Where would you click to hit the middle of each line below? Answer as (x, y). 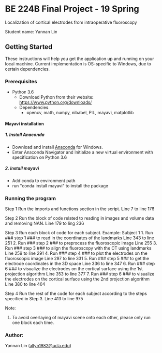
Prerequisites (21, 81)
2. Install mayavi (22, 169)
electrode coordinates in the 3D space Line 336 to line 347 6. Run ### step (80, 263)
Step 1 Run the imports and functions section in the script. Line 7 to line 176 (80, 209)
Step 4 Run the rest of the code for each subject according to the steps (76, 293)
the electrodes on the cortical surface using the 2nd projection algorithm (77, 279)
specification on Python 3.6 (39, 157)
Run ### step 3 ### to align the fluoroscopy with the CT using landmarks (78, 248)
